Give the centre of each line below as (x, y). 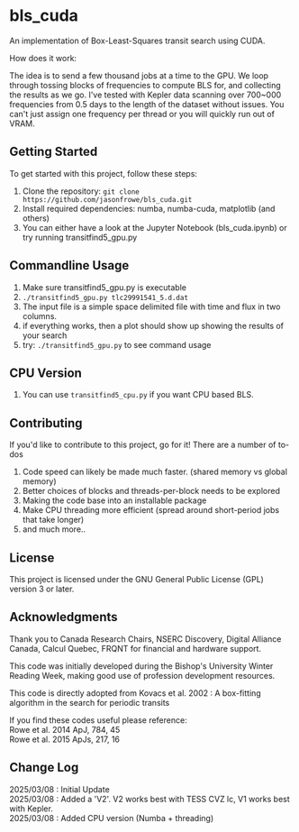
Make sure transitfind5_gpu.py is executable (104, 287)
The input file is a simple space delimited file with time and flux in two (151, 306)
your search (45, 335)
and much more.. (54, 529)
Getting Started (54, 152)
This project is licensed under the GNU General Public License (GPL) (136, 579)
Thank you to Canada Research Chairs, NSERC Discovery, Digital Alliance (145, 639)
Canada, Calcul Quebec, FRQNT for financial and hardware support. (136, 648)
